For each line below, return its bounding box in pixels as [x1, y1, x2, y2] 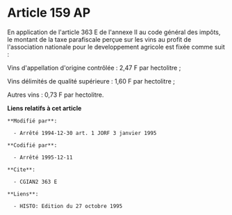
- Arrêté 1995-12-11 [13, 154, 73, 161]
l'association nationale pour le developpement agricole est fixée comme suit [7, 42, 226, 51]
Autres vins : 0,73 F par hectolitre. [7, 90, 104, 99]
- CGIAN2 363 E [13, 178, 58, 185]
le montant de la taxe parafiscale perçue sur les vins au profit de [7, 35, 192, 43]
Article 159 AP [7, 5, 91, 21]
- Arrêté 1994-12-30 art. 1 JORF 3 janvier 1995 [13, 129, 157, 136]
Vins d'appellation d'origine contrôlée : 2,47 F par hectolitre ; [7, 63, 181, 72]
